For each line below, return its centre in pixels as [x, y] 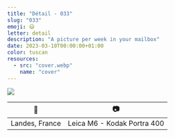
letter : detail [29, 33]
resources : [23, 59]
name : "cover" [40, 72]
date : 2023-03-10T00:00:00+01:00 [56, 46]
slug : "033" [24, 20]
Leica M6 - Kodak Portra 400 [116, 123]
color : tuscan [28, 53]
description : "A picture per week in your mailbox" [83, 40]
